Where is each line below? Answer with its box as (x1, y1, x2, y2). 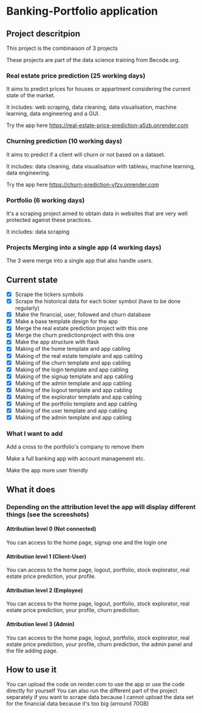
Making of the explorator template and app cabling (15, 393, 142, 401)
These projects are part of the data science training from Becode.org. (6, 57, 180, 63)
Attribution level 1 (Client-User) (6, 553, 87, 560)
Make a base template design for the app (15, 318, 118, 325)
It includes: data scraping (6, 228, 70, 235)
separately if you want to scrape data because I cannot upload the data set (6, 694, 194, 701)
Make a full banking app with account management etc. (6, 455, 146, 463)
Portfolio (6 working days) (6, 196, 85, 204)
